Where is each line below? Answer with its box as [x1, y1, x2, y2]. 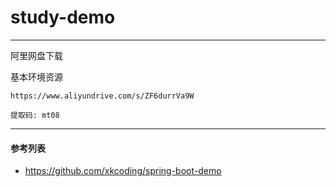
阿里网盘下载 [10, 49, 63, 61]
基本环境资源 [10, 71, 63, 83]
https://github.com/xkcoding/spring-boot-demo [24, 165, 222, 177]
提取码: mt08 [10, 110, 60, 120]
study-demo [10, 6, 116, 29]
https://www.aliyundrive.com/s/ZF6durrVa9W [10, 91, 195, 101]
